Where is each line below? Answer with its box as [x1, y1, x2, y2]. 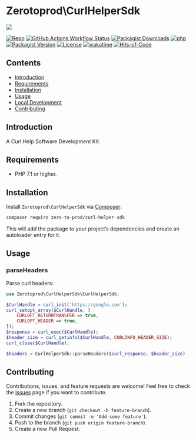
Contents [6, 58, 41, 68]
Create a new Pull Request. [14, 426, 81, 433]
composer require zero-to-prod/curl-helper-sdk [6, 215, 125, 220]
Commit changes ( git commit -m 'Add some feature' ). [14, 413, 147, 420]
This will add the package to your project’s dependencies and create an [6, 225, 180, 232]
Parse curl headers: [6, 279, 54, 286]
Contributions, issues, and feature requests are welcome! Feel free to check [6, 383, 190, 390]
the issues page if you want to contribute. [6, 389, 107, 396]
